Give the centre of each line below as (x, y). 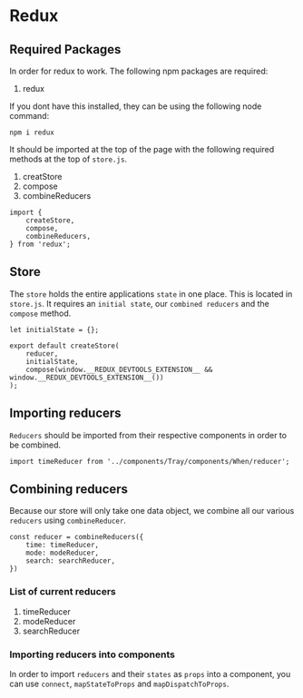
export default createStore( (64, 346)
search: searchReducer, (71, 561)
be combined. (35, 445)
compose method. (40, 313)
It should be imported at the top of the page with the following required (142, 149)
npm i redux (32, 133)
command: (29, 116)
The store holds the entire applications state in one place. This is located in (151, 294)
